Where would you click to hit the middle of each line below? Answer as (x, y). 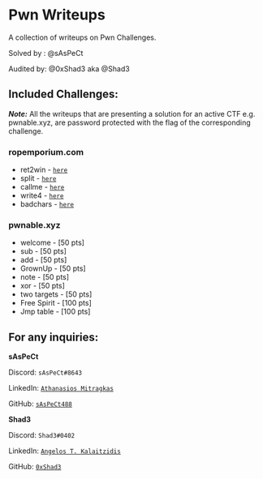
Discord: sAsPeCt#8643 (45, 372)
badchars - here (47, 204)
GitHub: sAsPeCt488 (41, 404)
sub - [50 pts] (43, 251)
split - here (38, 178)
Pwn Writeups (57, 15)
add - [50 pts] (43, 260)
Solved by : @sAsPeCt (46, 53)
